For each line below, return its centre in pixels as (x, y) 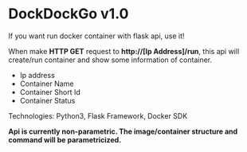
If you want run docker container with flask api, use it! (96, 36)
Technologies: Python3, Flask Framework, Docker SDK (98, 115)
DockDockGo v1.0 (69, 14)
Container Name (47, 84)
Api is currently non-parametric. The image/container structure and (123, 131)
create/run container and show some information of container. (110, 60)
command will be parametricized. (65, 139)
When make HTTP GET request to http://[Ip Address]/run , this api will (124, 51)
